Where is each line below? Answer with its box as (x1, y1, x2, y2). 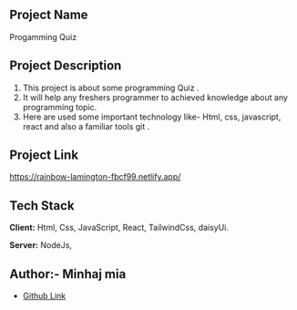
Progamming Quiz (9, 31, 77, 42)
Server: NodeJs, (9, 240, 73, 251)
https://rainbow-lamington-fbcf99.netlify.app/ (9, 171, 181, 182)
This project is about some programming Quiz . (22, 82, 200, 93)
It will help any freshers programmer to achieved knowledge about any (22, 91, 289, 103)
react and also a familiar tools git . (22, 120, 150, 131)
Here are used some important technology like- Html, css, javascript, (22, 111, 282, 122)
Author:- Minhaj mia (9, 266, 127, 282)
